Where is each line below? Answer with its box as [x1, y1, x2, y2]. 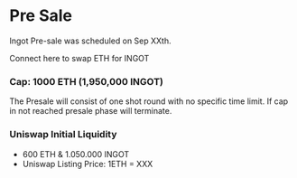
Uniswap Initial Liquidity [9, 128, 117, 141]
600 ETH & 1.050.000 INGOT [22, 148, 130, 159]
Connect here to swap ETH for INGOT [9, 52, 150, 63]
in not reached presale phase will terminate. [9, 106, 172, 117]
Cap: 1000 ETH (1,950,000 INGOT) [9, 75, 164, 88]
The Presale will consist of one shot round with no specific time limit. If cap [9, 96, 289, 107]
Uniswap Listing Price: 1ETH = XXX [22, 158, 153, 169]
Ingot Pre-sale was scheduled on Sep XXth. [9, 35, 172, 46]
